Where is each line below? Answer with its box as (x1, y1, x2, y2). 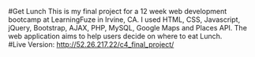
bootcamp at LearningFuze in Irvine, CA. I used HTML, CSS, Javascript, (8, 15, 241, 24)
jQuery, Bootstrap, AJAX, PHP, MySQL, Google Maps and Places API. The (8, 23, 247, 32)
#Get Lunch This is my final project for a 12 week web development (8, 7, 227, 16)
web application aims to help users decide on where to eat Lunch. (8, 31, 223, 41)
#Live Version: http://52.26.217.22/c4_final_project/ (8, 40, 174, 49)
